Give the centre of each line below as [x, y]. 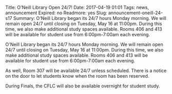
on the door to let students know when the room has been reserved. [77, 76]
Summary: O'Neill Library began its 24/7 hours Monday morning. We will [90, 18]
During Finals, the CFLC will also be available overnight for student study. [83, 86]
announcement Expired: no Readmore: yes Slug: [56, 13]
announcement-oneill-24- [136, 13]
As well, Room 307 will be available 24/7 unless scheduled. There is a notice [86, 70]
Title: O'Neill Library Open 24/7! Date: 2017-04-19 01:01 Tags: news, [77, 7]
